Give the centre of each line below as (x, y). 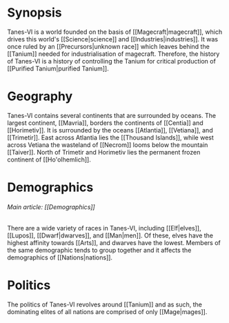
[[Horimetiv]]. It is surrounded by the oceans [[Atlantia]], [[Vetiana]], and (110, 130)
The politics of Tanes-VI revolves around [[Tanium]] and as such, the (104, 304)
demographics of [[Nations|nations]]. (60, 257)
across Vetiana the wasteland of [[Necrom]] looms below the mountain (108, 145)
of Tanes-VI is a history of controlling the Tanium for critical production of (111, 61)
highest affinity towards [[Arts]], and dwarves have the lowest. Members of (114, 243)
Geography (40, 96)
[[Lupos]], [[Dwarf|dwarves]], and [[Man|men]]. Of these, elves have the (110, 235)
